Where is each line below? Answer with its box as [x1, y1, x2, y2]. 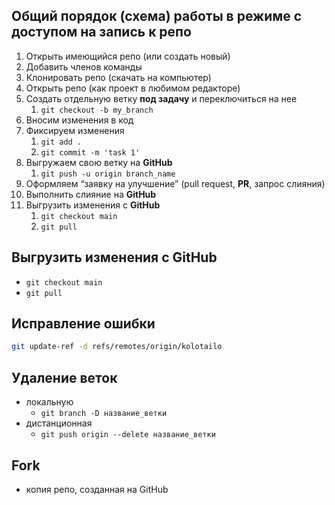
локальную [25, 396, 74, 408]
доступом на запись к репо [11, 24, 192, 41]
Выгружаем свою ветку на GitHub [25, 156, 173, 168]
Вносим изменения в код [25, 114, 134, 126]
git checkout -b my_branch [40, 105, 154, 115]
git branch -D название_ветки [40, 409, 168, 419]
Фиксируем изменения [25, 124, 125, 136]
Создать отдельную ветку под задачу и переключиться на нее [25, 92, 298, 104]
